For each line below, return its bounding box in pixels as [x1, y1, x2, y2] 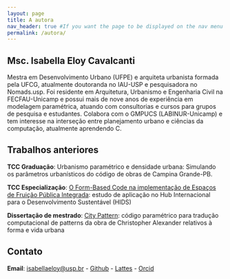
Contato [7, 246, 43, 258]
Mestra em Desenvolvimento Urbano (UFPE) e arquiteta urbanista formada [7, 73, 219, 81]
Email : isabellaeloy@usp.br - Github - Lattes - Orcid [7, 264, 154, 272]
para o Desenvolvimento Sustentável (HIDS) [7, 198, 132, 206]
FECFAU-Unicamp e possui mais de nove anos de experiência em [7, 95, 194, 103]
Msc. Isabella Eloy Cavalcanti [7, 54, 136, 66]
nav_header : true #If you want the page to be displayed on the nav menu [7, 23, 224, 30]
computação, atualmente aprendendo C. [7, 125, 122, 133]
